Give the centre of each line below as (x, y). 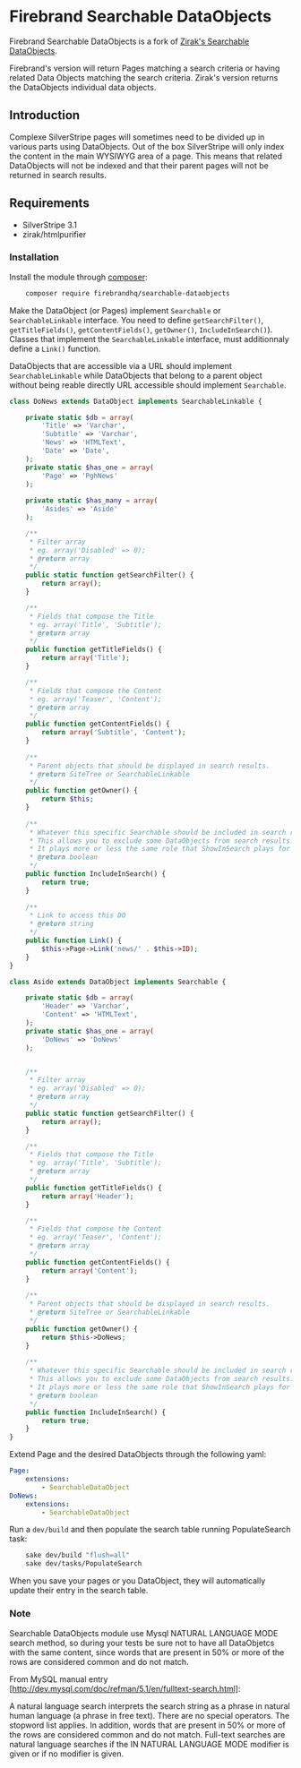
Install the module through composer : (78, 277)
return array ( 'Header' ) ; (88, 1196)
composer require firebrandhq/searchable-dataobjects (128, 293)
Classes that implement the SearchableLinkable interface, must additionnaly (149, 339)
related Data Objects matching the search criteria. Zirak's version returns (144, 77)
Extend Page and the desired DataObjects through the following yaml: (138, 1455)
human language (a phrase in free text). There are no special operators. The (150, 1715)
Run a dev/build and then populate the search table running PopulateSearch (150, 1530)
